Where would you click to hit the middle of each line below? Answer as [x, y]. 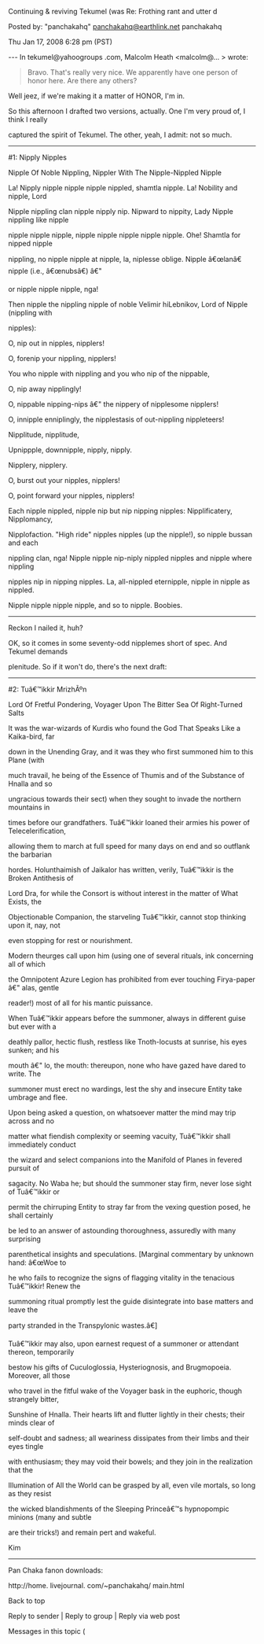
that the [21, 1470]
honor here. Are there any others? [82, 81]
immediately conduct [42, 1145]
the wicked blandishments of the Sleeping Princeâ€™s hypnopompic [119, 1509]
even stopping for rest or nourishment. [71, 940]
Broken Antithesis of [41, 878]
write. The [25, 1074]
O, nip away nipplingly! [45, 389]
